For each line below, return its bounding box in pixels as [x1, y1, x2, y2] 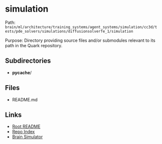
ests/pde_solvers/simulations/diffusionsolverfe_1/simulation [5, 29, 133, 34]
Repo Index [12, 129, 35, 135]
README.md [12, 96, 38, 103]
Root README [12, 124, 41, 129]
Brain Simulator [12, 134, 43, 140]
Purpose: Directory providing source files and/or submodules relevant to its [5, 37, 156, 43]
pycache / [12, 70, 32, 75]
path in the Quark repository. [5, 42, 63, 48]
